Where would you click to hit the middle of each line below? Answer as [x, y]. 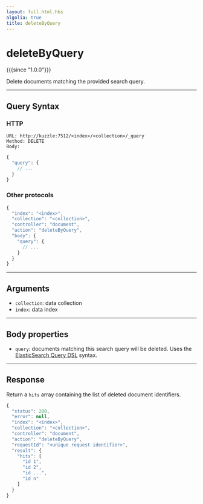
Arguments [28, 288]
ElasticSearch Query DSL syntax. [56, 355]
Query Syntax [33, 106]
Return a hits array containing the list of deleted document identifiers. [94, 394]
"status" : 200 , [31, 411]
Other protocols [30, 195]
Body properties [37, 334]
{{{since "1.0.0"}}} [29, 70]
